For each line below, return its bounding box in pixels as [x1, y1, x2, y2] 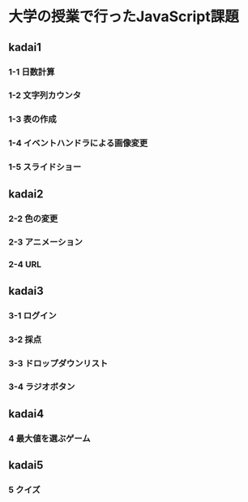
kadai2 [8, 187, 44, 201]
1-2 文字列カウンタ [8, 90, 82, 102]
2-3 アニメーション [8, 236, 83, 248]
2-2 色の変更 [8, 213, 58, 224]
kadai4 [8, 407, 45, 421]
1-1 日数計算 [8, 66, 55, 77]
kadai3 [8, 283, 45, 297]
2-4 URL [8, 259, 42, 270]
